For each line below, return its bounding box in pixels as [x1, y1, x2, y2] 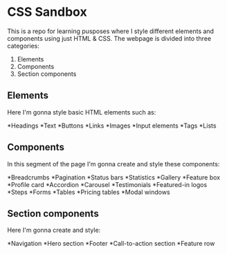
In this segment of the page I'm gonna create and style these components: [7, 159, 220, 168]
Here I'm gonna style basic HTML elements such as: [7, 108, 156, 116]
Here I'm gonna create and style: [7, 226, 101, 235]
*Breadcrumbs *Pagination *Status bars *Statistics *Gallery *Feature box [7, 173, 221, 182]
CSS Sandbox [7, 4, 88, 20]
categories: [7, 41, 39, 50]
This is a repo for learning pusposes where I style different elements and [7, 27, 215, 35]
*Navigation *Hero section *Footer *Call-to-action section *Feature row [7, 240, 215, 248]
